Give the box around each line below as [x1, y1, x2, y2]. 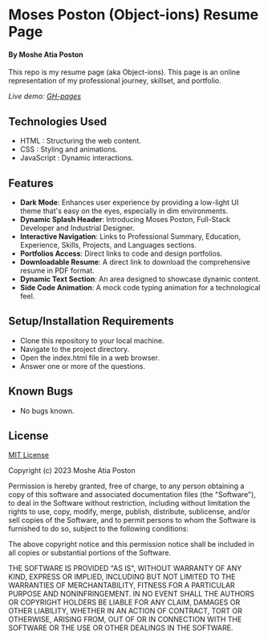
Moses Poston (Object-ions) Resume [8, 6, 259, 24]
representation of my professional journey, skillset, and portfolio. [8, 76, 222, 86]
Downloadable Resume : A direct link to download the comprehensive [19, 257, 250, 267]
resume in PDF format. [19, 266, 95, 276]
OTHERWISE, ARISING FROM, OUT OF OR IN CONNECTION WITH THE [8, 615, 242, 625]
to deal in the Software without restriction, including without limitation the [8, 499, 250, 508]
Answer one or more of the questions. [19, 361, 146, 370]
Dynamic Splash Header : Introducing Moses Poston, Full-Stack [19, 215, 231, 224]
